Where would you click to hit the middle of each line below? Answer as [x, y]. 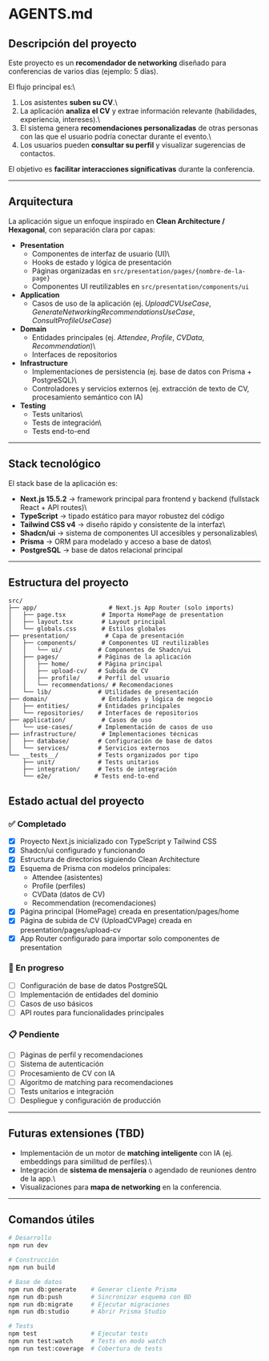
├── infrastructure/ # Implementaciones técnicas [103, 735]
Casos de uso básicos [56, 1003]
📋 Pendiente [34, 1035]
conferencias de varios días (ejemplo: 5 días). [83, 71]
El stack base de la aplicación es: [63, 483]
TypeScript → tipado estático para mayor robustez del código [122, 516]
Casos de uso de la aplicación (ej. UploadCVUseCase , [122, 303]
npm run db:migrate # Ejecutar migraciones [89, 1304]
